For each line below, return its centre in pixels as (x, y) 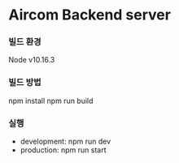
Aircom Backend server (89, 15)
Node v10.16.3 (32, 60)
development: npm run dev (65, 142)
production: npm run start (63, 150)
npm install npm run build (51, 101)
